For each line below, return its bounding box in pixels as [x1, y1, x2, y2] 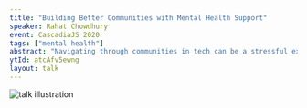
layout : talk [9, 64, 59, 74]
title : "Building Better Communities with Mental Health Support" [9, 13, 268, 23]
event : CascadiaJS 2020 [9, 30, 101, 39]
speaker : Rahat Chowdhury [9, 22, 108, 31]
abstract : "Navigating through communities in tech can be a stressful [9, 47, 288, 56]
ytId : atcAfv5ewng [9, 55, 79, 64]
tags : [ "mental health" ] [9, 38, 104, 48]
